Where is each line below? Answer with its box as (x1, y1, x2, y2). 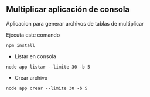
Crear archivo (14, 74, 48, 81)
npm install (6, 42, 35, 48)
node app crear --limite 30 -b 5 (6, 85, 88, 91)
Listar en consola (14, 52, 57, 60)
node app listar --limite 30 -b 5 (6, 64, 91, 70)
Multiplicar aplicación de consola (6, 5, 130, 15)
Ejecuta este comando (6, 31, 60, 38)
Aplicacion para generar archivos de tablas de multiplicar (6, 20, 144, 27)
